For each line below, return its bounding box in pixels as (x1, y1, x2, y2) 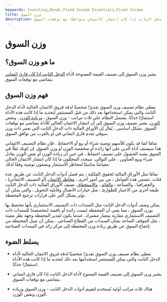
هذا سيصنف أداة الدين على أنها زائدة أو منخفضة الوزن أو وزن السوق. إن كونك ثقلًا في (5, 146, 162, 151)
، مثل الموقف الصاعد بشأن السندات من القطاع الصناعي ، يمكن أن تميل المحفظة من (5, 218, 161, 224)
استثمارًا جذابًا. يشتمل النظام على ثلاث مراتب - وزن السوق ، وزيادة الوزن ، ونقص (5, 115, 154, 121)
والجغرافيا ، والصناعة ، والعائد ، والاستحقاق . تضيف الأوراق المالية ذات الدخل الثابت (5, 181, 155, 187)
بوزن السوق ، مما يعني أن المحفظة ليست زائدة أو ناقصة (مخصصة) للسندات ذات (5, 207, 153, 213)
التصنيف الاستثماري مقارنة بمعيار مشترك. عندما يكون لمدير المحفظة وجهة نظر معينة (5, 212, 160, 218)
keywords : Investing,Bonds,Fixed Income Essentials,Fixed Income (5, 7, 143, 12)
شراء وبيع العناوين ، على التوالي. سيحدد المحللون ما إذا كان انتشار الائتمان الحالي (5, 156, 153, 162)
